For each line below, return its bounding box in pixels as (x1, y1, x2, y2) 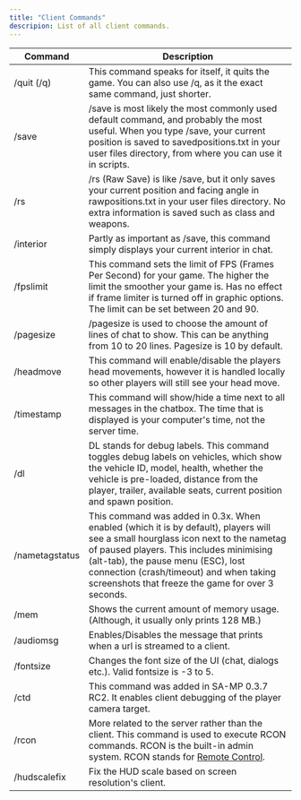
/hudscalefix (13, 770, 66, 783)
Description (162, 50, 213, 63)
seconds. (88, 588, 128, 600)
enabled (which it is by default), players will (88, 520, 271, 533)
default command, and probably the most (88, 113, 262, 125)
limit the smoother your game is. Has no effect (88, 280, 283, 292)
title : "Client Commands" (9, 13, 106, 22)
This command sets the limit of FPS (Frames (88, 257, 275, 270)
